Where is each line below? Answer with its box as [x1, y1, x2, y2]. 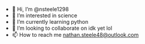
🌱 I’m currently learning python [11, 18, 89, 25]
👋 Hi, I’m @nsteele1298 [11, 6, 69, 12]
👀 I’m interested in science [11, 12, 78, 19]
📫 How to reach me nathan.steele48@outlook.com [11, 32, 139, 38]
